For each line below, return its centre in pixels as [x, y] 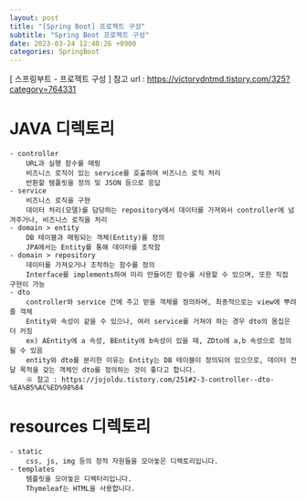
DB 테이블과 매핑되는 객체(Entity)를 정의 [95, 238]
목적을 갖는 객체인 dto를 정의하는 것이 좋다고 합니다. [108, 371]
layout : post [34, 18]
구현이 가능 [27, 285]
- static [26, 452]
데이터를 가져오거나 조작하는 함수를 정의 [90, 266]
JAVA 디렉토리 [62, 129]
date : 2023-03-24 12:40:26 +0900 [73, 43]
